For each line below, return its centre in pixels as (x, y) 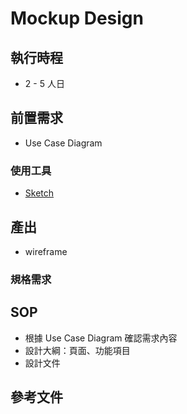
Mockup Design (77, 18)
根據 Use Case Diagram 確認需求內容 (101, 338)
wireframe (46, 251)
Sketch (39, 193)
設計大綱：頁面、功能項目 (77, 350)
